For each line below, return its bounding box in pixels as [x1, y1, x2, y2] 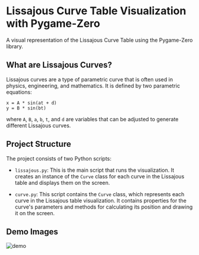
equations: [6, 88, 32, 96]
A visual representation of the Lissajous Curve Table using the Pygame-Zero [6, 36, 193, 43]
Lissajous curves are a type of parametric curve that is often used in [6, 75, 173, 83]
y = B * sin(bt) [6, 105, 46, 111]
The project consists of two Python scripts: [6, 155, 112, 162]
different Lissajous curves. [6, 122, 71, 129]
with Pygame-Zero [6, 17, 100, 30]
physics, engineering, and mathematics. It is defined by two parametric [6, 82, 180, 89]
